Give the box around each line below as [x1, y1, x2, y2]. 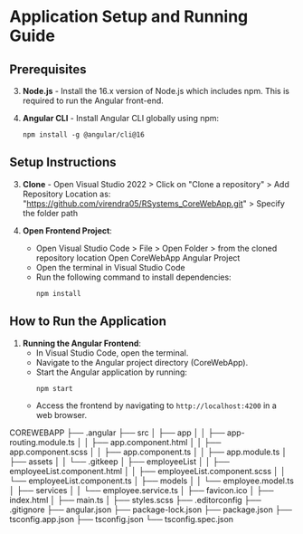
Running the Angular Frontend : [22, 338, 142, 348]
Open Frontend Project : [22, 224, 113, 236]
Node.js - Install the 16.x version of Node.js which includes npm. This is [22, 86, 289, 96]
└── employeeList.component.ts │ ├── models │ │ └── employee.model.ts [9, 475, 294, 486]
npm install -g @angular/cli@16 [22, 130, 145, 139]
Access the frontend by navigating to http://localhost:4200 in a [35, 400, 278, 411]
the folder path [22, 207, 79, 218]
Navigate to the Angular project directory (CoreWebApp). [35, 357, 249, 367]
